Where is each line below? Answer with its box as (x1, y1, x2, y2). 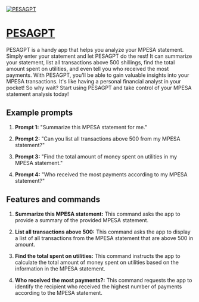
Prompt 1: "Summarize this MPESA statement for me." (14, 123, 148, 130)
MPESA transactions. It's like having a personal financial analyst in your (6, 77, 182, 85)
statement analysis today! (6, 90, 70, 98)
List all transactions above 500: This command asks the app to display (14, 228, 191, 235)
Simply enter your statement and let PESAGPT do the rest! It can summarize (6, 52, 192, 60)
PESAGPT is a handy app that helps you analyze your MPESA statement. (6, 46, 184, 53)
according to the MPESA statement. (14, 289, 102, 296)
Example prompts (6, 108, 73, 118)
